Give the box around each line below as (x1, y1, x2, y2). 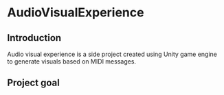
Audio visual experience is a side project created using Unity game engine (7, 50, 218, 58)
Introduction (7, 32, 62, 44)
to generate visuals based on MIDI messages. (7, 57, 136, 66)
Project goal (7, 77, 60, 89)
